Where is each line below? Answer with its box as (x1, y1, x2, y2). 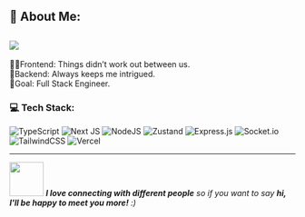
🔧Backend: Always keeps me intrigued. (9, 69, 156, 80)
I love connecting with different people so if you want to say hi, (44, 187, 287, 198)
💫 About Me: (9, 9, 82, 25)
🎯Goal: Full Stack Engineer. (9, 78, 111, 89)
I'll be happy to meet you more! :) (9, 197, 136, 208)
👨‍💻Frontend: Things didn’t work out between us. (9, 59, 191, 70)
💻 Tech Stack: (9, 102, 75, 114)
